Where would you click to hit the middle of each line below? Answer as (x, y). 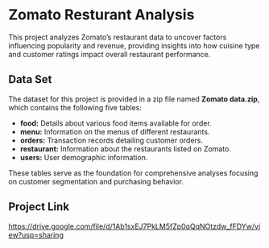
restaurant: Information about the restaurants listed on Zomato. (126, 149)
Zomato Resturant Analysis (101, 15)
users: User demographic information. (84, 157)
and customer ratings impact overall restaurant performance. (110, 54)
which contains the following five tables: (75, 107)
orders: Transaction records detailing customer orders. (112, 140)
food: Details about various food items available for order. (116, 123)
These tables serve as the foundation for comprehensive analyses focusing (133, 173)
